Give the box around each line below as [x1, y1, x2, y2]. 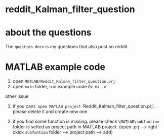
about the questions [5, 27, 92, 39]
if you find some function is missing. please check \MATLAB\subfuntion [12, 118, 159, 125]
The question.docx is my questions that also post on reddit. [5, 44, 129, 50]
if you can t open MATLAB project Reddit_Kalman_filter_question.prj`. [12, 103, 156, 110]
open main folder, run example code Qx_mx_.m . [12, 84, 108, 90]
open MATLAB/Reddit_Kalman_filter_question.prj [12, 78, 115, 84]
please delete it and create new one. [12, 109, 89, 115]
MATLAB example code [5, 61, 105, 73]
